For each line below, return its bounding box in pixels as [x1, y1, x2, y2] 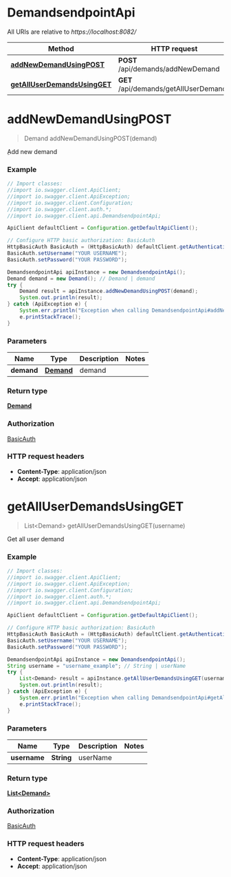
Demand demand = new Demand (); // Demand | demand [7, 275, 155, 282]
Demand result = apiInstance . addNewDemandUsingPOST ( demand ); [19, 288, 198, 295]
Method [47, 43, 74, 53]
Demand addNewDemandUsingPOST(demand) [23, 134, 157, 142]
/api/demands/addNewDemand [118, 64, 220, 74]
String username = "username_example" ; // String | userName [7, 662, 186, 669]
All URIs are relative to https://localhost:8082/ [7, 28, 137, 36]
